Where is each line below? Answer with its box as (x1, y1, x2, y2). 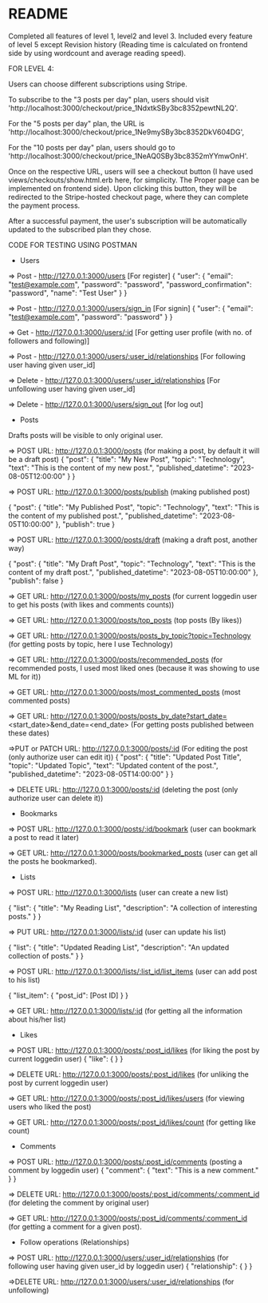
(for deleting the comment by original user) (8, 1197, 150, 1207)
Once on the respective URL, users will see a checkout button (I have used (8, 166, 254, 176)
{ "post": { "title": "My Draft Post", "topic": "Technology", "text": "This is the (8, 559, 256, 568)
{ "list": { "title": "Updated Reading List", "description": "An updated (8, 942, 230, 952)
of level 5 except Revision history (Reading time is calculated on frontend (8, 39, 248, 49)
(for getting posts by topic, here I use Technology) (8, 639, 174, 648)
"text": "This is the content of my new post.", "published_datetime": (8, 463, 229, 472)
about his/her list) (8, 1014, 66, 1024)
